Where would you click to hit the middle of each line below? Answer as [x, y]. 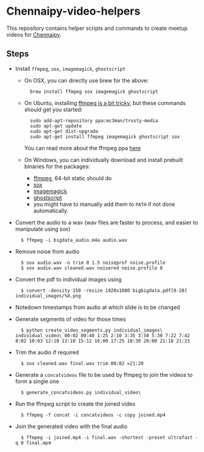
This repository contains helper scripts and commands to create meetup [97, 28]
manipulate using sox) [43, 229]
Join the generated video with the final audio [71, 426]
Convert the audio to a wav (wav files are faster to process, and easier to [107, 222]
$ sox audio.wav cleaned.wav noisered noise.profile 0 [92, 268]
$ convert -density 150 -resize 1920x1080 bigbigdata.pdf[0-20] [104, 290]
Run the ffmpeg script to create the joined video [75, 404]
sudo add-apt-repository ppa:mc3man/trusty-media [94, 120]
